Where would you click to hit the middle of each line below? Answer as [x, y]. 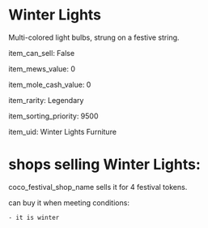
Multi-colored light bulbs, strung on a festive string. [94, 37]
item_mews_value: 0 [42, 69]
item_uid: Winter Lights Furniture [63, 131]
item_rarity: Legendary [46, 100]
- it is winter [34, 217]
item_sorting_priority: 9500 [53, 116]
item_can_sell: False [42, 53]
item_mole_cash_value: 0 [50, 84]
